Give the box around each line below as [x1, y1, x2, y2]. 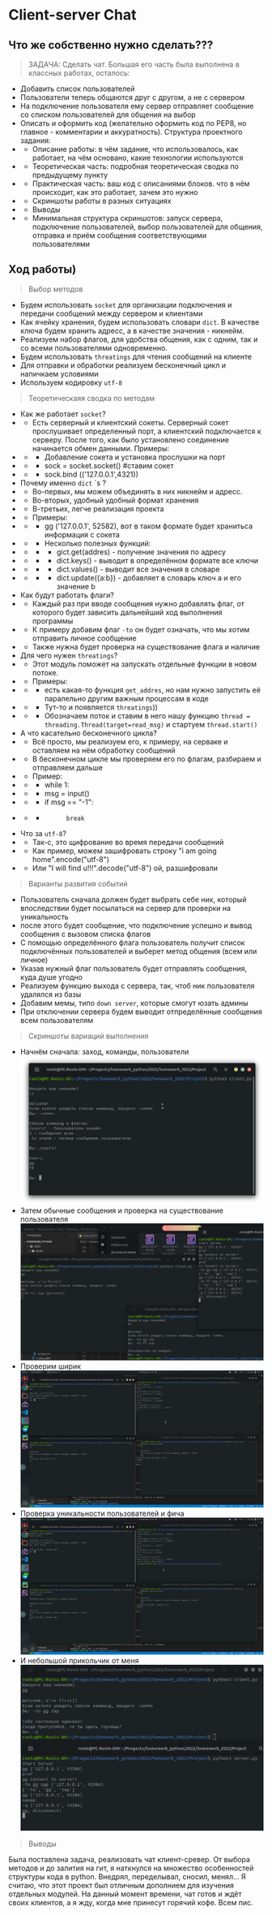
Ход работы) [8, 262, 77, 277]
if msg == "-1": [44, 797, 94, 807]
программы [32, 615, 74, 626]
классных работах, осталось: [28, 68, 130, 78]
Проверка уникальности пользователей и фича [19, 1508, 185, 1518]
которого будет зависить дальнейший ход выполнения [32, 607, 223, 617]
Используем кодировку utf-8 [19, 377, 123, 387]
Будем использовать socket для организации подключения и [19, 300, 232, 309]
